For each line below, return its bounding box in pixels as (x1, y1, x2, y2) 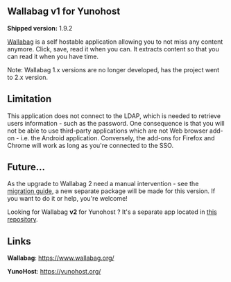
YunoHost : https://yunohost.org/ (7, 267, 101, 276)
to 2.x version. (7, 73, 49, 81)
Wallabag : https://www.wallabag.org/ (7, 254, 114, 263)
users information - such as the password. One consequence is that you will (7, 119, 225, 127)
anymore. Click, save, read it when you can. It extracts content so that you (7, 44, 220, 53)
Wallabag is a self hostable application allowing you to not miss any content (7, 38, 223, 46)
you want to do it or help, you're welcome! (7, 194, 128, 203)
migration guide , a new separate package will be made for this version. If (7, 187, 216, 195)
